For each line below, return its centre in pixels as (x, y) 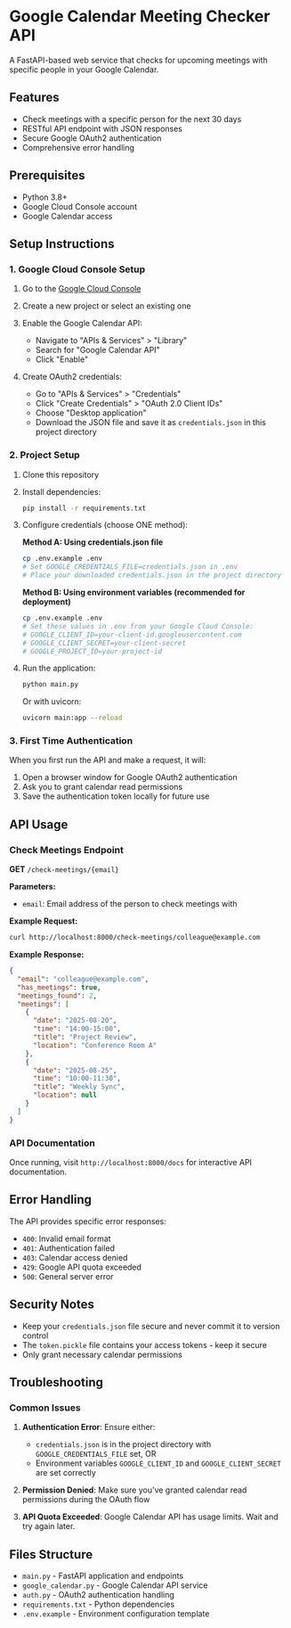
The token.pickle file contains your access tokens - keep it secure (144, 1344)
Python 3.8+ (45, 197)
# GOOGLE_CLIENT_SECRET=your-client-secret (104, 643)
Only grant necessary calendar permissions (102, 1354)
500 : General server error (68, 1276)
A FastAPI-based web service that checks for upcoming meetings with (139, 60)
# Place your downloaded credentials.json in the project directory (152, 576)
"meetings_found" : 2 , (57, 996)
